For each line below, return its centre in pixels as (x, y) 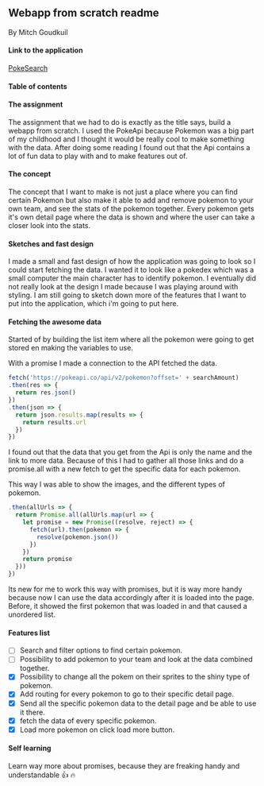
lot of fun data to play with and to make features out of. (98, 156)
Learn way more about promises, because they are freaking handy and (124, 765)
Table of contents (38, 86)
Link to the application (46, 50)
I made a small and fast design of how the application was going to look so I (132, 261)
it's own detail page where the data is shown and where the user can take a (132, 217)
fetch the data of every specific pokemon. (88, 720)
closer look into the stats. (50, 226)
